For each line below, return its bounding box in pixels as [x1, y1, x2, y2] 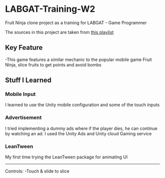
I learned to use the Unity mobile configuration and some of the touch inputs [5, 102, 160, 108]
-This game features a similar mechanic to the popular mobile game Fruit [5, 57, 152, 62]
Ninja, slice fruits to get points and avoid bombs [5, 61, 102, 67]
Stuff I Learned [5, 76, 52, 85]
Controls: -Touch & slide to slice [5, 168, 70, 174]
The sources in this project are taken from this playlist [5, 29, 114, 35]
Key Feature [5, 43, 43, 52]
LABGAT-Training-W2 [5, 3, 96, 15]
